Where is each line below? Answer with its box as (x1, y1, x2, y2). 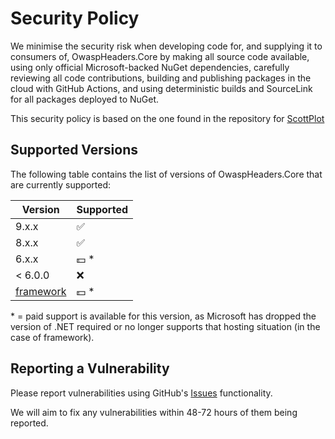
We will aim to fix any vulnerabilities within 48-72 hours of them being (10, 406, 298, 418)
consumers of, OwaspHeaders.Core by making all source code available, (10, 50, 310, 62)
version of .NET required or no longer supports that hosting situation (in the (10, 320, 321, 332)
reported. (10, 417, 49, 429)
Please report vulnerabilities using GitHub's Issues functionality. (10, 387, 273, 399)
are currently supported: (10, 178, 111, 191)
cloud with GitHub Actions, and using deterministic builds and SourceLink (10, 82, 313, 94)
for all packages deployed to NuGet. (10, 93, 160, 105)
